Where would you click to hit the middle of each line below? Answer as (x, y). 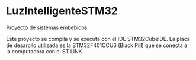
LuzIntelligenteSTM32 (62, 11)
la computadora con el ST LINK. (45, 51)
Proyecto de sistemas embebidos (47, 27)
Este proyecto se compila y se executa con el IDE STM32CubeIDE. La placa (98, 39)
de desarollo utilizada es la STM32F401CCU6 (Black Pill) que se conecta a (97, 45)
